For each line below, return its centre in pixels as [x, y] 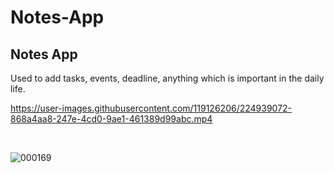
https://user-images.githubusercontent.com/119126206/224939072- [151, 108]
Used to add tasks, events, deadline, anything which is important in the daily [167, 78]
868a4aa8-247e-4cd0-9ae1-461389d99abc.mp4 [111, 119]
